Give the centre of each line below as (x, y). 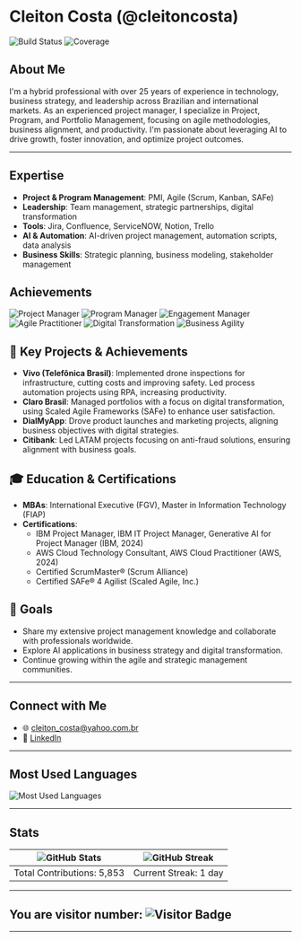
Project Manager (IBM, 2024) (90, 543)
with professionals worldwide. (77, 640)
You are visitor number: (76, 915)
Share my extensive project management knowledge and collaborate (149, 631)
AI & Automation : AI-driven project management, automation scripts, (150, 235)
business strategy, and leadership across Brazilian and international (134, 101)
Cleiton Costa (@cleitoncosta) (124, 17)
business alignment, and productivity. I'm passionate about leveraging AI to (148, 129)
